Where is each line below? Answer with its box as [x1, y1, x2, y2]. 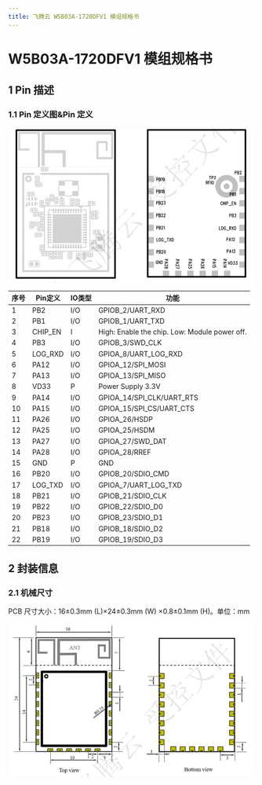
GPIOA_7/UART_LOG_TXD [97, 480, 183, 490]
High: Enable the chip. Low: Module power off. [97, 327, 247, 337]
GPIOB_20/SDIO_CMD [97, 469, 170, 479]
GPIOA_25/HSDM [97, 425, 155, 435]
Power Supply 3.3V [97, 382, 161, 391]
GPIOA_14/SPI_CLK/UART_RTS [97, 393, 198, 402]
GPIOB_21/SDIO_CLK [97, 491, 167, 501]
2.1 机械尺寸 [8, 587, 53, 598]
